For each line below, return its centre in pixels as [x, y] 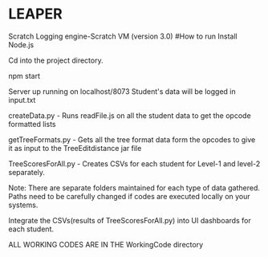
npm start [24, 75]
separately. [27, 172]
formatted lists [32, 124]
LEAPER [35, 14]
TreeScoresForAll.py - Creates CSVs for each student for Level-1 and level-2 [134, 163]
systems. [23, 205]
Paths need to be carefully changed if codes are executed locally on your [129, 196]
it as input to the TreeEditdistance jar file [75, 148]
